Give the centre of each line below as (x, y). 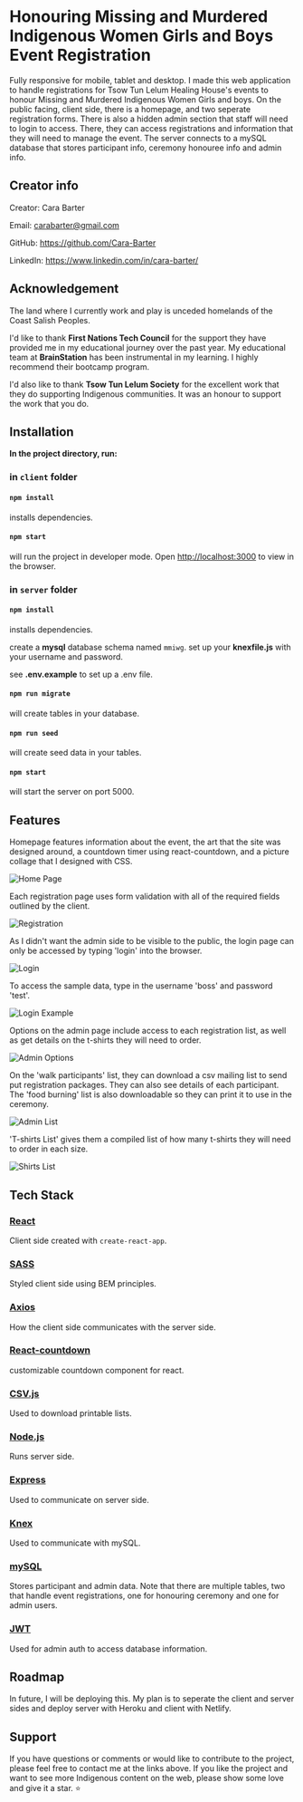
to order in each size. (49, 1149)
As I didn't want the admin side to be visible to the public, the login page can (151, 941)
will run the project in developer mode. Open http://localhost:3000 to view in (151, 556)
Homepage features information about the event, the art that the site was (145, 842)
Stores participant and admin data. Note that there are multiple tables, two (147, 1586)
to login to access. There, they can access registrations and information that (151, 128)
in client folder (43, 477)
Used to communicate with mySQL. (75, 1543)
